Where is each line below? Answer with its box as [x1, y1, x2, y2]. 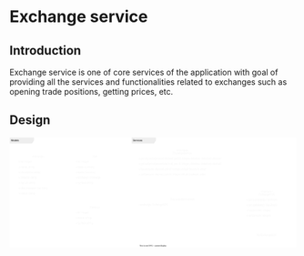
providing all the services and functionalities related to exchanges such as [9, 77, 288, 87]
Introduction [9, 43, 82, 58]
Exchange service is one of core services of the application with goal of [9, 67, 279, 77]
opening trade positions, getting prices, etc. [9, 87, 174, 97]
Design [9, 112, 51, 128]
